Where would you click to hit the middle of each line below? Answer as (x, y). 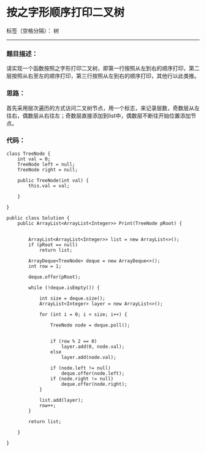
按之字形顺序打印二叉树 (66, 13)
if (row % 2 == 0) (74, 341)
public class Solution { (38, 218)
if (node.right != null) (82, 379)
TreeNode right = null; (48, 170)
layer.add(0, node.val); (93, 347)
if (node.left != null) (81, 368)
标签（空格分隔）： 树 (33, 31)
